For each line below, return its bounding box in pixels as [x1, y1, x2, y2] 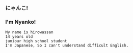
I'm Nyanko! [5, 18, 36, 25]
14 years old [5, 34, 33, 39]
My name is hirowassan [5, 30, 54, 35]
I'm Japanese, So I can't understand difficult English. [5, 43, 129, 48]
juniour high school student [5, 39, 67, 44]
